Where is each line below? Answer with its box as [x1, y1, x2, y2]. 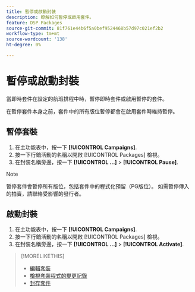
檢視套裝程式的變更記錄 [29, 272, 87, 280]
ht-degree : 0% [6, 42, 42, 48]
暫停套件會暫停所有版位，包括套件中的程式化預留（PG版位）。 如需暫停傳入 [6, 182, 190, 190]
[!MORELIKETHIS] [20, 253, 65, 260]
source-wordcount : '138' [6, 36, 68, 42]
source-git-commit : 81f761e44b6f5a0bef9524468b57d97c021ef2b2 [6, 25, 163, 31]
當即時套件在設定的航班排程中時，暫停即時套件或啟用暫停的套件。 [6, 95, 168, 102]
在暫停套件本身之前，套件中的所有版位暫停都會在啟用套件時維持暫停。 [6, 107, 178, 115]
